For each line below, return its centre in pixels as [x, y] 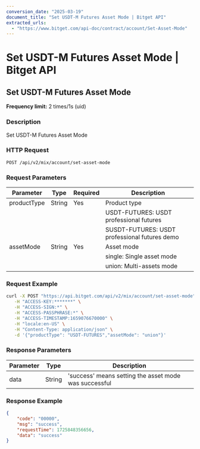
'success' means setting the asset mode [124, 375]
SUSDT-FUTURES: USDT [140, 230]
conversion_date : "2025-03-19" [45, 12]
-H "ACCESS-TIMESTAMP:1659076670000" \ [63, 318]
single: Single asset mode [141, 256]
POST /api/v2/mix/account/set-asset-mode [58, 162]
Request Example [32, 284]
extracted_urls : [26, 23]
